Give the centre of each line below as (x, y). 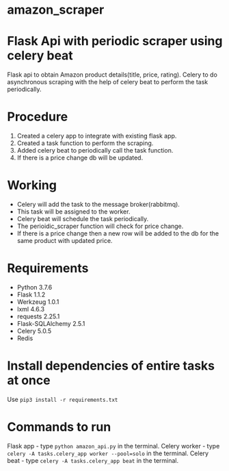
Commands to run (59, 427)
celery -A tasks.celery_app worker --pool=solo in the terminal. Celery (108, 453)
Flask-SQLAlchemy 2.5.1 (51, 323)
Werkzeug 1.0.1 (38, 302)
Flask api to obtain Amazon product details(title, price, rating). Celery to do (112, 75)
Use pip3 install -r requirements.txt (63, 399)
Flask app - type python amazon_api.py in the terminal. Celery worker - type (113, 446)
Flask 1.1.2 (31, 294)
